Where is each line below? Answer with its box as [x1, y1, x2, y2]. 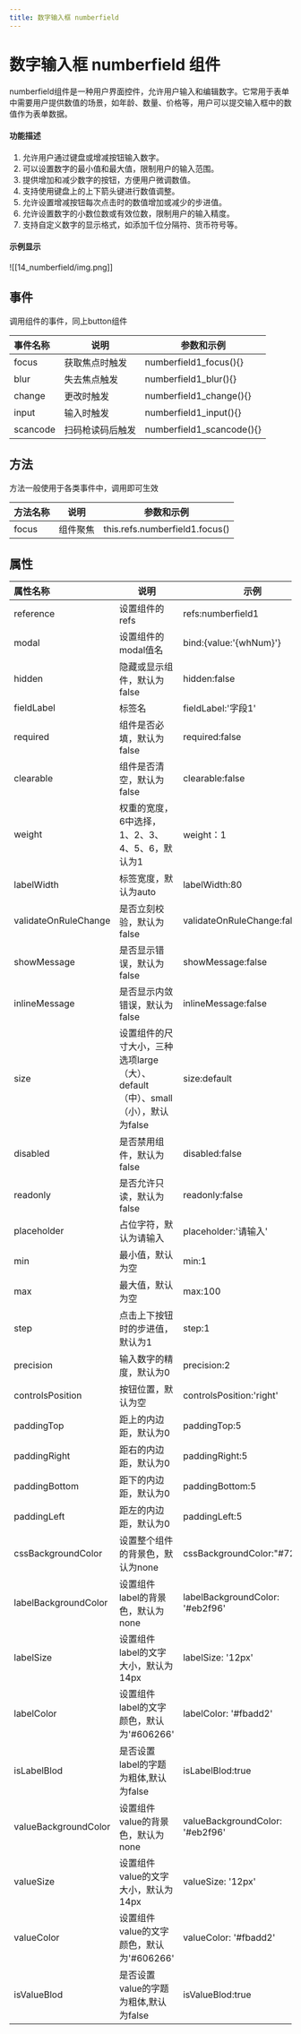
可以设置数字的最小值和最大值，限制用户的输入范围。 [21, 163, 219, 174]
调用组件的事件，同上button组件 [9, 315, 128, 326]
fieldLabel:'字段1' [183, 702, 257, 715]
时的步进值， [119, 1323, 174, 1335]
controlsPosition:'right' [183, 1390, 279, 1402]
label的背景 [119, 1591, 168, 1604]
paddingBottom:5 [183, 1480, 257, 1493]
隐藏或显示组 [119, 660, 174, 673]
